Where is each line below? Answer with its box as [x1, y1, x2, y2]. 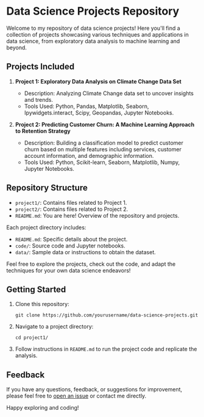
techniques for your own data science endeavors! [6, 266, 131, 274]
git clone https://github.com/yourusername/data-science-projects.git [15, 312, 199, 318]
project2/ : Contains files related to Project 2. [15, 205, 128, 213]
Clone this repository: [15, 301, 69, 308]
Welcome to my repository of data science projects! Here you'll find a [6, 24, 181, 32]
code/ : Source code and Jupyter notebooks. [15, 242, 126, 249]
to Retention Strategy [15, 127, 71, 135]
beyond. [6, 44, 27, 51]
